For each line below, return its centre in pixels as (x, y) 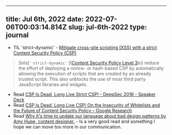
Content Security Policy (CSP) (45, 53)
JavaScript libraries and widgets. (53, 84)
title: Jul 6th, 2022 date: (45, 19)
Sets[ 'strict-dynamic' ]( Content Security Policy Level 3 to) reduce (89, 63)
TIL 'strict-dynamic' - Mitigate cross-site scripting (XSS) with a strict (85, 47)
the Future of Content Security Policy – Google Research (72, 111)
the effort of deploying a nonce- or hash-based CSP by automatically (91, 68)
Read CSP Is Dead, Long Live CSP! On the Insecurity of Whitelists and (87, 105)
